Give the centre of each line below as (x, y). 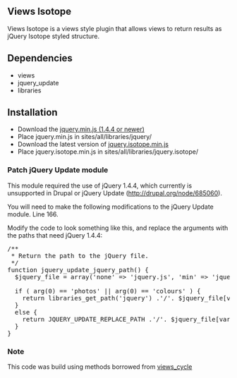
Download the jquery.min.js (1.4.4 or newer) (81, 129)
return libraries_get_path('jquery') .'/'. (98, 298)
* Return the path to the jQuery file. (80, 256)
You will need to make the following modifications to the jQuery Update (110, 207)
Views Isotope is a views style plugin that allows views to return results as (115, 28)
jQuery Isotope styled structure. (54, 36)
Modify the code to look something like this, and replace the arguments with (118, 228)
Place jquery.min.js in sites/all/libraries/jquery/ (84, 137)
